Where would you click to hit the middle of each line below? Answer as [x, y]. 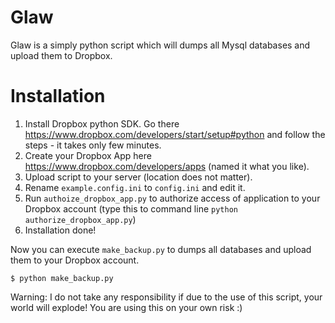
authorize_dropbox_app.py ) [80, 219]
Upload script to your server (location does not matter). [138, 177]
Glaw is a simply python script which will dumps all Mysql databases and [160, 45]
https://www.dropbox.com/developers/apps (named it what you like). [167, 166]
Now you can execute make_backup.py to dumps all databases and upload [161, 249]
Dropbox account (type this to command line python [131, 208]
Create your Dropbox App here [88, 155]
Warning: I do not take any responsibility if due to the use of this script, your [166, 297]
